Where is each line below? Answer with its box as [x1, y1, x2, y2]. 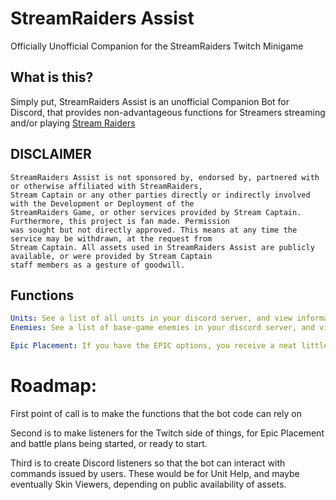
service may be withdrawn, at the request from [10, 233, 213, 244]
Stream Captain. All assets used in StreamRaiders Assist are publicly [10, 242, 315, 252]
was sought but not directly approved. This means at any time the [10, 225, 298, 235]
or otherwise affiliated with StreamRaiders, [10, 181, 203, 191]
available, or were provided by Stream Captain [10, 251, 213, 261]
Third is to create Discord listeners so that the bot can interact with [10, 457, 286, 469]
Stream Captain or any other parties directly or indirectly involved [10, 190, 311, 200]
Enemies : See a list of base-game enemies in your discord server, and [10, 323, 315, 333]
